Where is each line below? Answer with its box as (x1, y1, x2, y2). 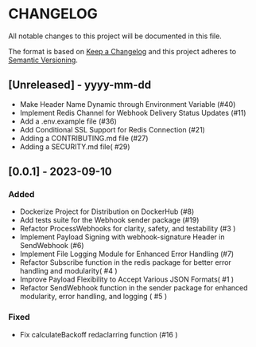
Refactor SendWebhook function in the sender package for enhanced (19, 283, 248, 293)
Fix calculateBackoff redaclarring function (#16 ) (19, 329, 178, 339)
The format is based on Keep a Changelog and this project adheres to (8, 46, 237, 56)
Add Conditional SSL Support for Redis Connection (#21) (19, 124, 205, 134)
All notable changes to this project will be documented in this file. (8, 31, 223, 41)
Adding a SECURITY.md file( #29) (19, 141, 130, 152)
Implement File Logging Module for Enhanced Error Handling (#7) (19, 249, 235, 259)
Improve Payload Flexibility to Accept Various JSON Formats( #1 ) (19, 274, 235, 284)
